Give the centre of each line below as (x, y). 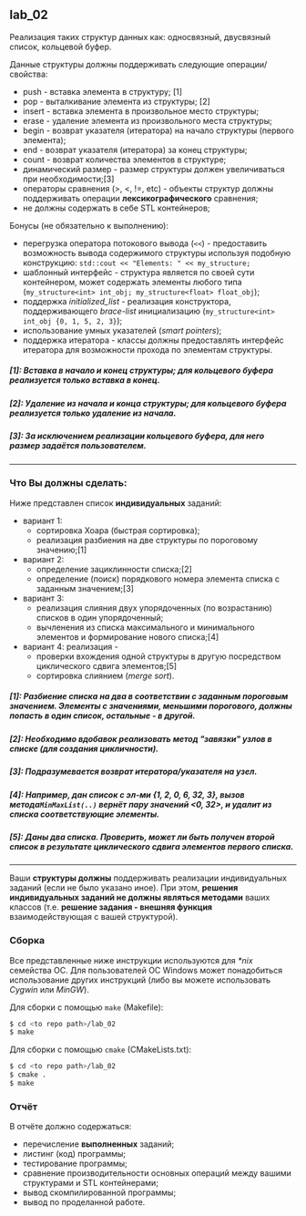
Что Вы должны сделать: (68, 483)
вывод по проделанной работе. (84, 1202)
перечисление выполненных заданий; (98, 1144)
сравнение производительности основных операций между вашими (157, 1173)
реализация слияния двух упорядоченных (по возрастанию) (154, 608)
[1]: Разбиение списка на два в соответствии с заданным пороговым (149, 696)
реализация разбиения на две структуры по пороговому (147, 540)
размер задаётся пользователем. (78, 446)
